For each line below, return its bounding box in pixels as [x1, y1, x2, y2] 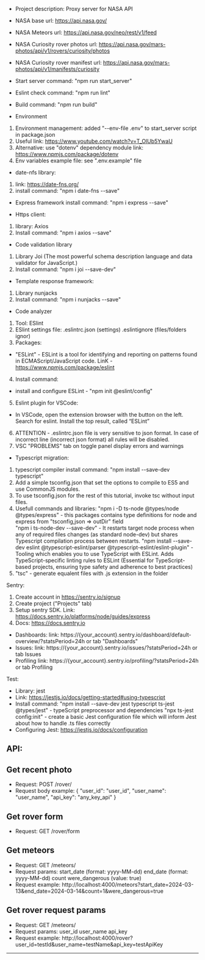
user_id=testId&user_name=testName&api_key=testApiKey [15, 940, 164, 948]
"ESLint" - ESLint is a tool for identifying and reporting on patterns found [15, 351, 198, 358]
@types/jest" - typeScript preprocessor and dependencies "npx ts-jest [15, 707, 194, 713]
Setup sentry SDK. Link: [15, 607, 75, 613]
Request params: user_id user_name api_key [15, 928, 128, 935]
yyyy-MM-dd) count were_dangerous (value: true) [15, 874, 142, 881]
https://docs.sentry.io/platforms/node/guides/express [15, 613, 151, 620]
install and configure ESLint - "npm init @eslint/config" [15, 388, 153, 394]
